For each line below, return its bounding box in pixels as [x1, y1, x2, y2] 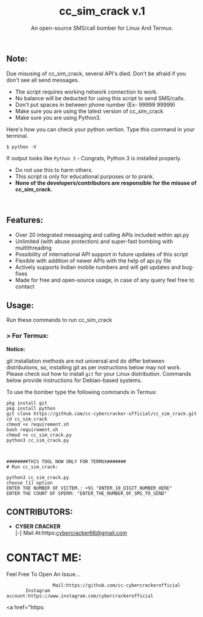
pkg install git [6, 400, 47, 406]
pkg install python [6, 405, 56, 411]
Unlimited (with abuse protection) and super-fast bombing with [15, 237, 173, 245]
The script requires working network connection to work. [15, 88, 158, 95]
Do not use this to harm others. [15, 166, 93, 174]
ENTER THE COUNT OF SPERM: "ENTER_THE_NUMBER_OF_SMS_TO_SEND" [6, 490, 167, 496]
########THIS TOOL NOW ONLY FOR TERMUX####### [6, 458, 126, 465]
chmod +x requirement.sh [6, 421, 69, 428]
